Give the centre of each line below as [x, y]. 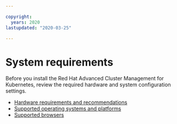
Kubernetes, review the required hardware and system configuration [88, 85]
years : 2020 [26, 22]
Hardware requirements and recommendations [71, 102]
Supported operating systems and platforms [68, 109]
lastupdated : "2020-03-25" [39, 28]
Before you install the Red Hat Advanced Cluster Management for [85, 79]
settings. [16, 91]
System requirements [59, 62]
